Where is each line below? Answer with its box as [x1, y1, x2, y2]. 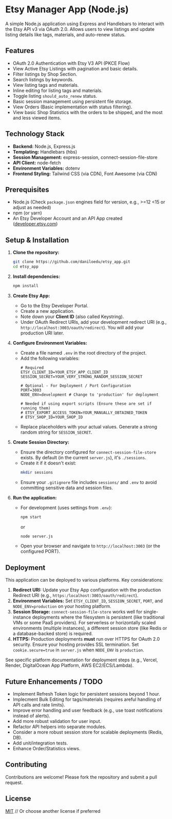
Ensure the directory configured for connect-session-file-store [20, 449, 157, 455]
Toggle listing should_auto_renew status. [12, 92, 98, 99]
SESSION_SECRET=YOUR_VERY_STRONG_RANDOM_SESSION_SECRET [20, 374, 143, 379]
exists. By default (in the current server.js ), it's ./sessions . [20, 454, 146, 460]
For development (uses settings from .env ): [20, 505, 112, 511]
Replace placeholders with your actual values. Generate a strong [20, 423, 158, 430]
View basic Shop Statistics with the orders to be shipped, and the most [12, 109, 163, 115]
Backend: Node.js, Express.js [12, 143, 75, 150]
